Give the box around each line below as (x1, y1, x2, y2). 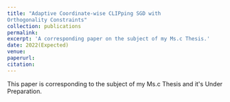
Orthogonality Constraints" (7, 16, 88, 23)
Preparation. (7, 87, 43, 95)
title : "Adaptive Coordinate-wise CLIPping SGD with (7, 10, 161, 17)
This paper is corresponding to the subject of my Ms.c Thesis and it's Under (7, 79, 223, 88)
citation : (7, 61, 36, 68)
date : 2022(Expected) (7, 42, 69, 49)
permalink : (7, 29, 38, 36)
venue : (7, 49, 26, 55)
